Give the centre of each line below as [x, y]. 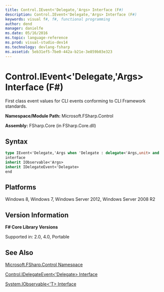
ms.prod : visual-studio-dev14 [37, 43]
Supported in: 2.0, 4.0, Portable [37, 237]
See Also [19, 253]
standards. [16, 106]
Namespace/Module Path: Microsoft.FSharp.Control [59, 116]
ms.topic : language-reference [37, 38]
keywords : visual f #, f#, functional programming [58, 19]
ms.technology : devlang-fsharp [38, 47]
